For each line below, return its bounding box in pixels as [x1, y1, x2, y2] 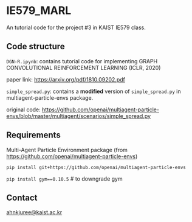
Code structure [6, 41, 65, 52]
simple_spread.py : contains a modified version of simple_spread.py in [6, 88, 181, 95]
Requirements [6, 130, 61, 140]
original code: [6, 106, 41, 113]
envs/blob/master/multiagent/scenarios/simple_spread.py [6, 112, 151, 119]
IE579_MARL [6, 4, 72, 18]
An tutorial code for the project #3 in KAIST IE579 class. [6, 24, 146, 31]
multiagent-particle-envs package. [6, 94, 94, 101]
